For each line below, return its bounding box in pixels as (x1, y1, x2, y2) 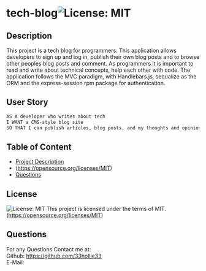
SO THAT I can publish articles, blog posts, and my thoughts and (6, 124, 180, 131)
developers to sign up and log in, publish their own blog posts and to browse (6, 53, 200, 61)
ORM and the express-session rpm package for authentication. (6, 80, 166, 86)
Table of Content (6, 142, 72, 152)
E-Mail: (6, 258, 25, 266)
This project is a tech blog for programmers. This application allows (6, 47, 177, 54)
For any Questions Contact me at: (6, 245, 91, 253)
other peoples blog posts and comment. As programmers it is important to (6, 60, 194, 67)
